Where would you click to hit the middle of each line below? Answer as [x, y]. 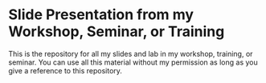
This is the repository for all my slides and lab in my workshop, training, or [131, 53]
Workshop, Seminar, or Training [117, 32]
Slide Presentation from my [101, 15]
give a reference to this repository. [65, 70]
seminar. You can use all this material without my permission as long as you [133, 62]
